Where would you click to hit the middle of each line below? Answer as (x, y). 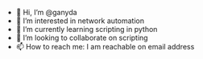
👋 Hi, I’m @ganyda (47, 12)
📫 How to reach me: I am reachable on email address (105, 47)
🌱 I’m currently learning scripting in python (87, 29)
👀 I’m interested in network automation (80, 21)
